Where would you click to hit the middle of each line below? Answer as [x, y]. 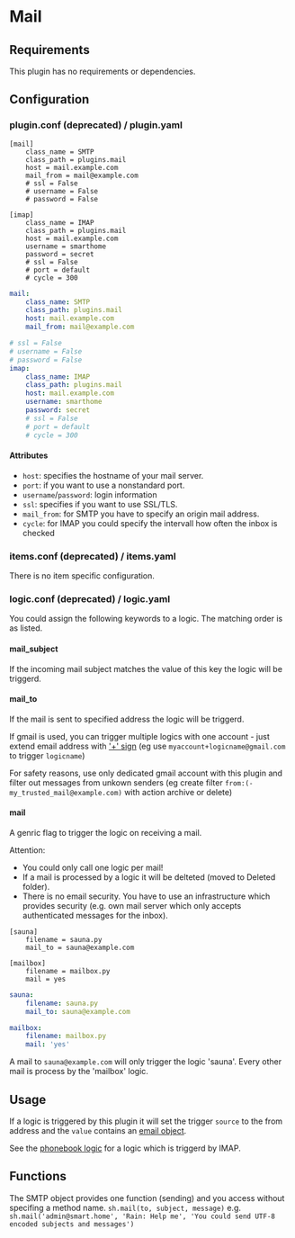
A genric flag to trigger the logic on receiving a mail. [106, 832]
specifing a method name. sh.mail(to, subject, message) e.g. [125, 1207]
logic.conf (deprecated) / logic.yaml [90, 598]
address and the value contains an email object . [98, 1131]
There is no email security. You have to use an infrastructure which [146, 896]
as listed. [26, 628]
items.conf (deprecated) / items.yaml [93, 556]
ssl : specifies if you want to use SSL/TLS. [100, 504]
